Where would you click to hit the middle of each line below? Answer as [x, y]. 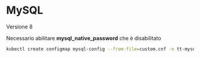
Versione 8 [19, 27]
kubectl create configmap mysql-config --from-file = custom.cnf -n [90, 49]
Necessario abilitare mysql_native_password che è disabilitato [84, 38]
